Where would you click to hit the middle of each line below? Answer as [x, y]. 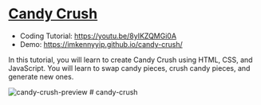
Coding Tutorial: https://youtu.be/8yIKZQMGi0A [98, 36]
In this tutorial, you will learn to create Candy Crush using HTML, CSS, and [130, 60]
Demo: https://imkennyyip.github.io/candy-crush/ [101, 44]
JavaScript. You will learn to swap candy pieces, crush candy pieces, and [129, 68]
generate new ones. [41, 76]
